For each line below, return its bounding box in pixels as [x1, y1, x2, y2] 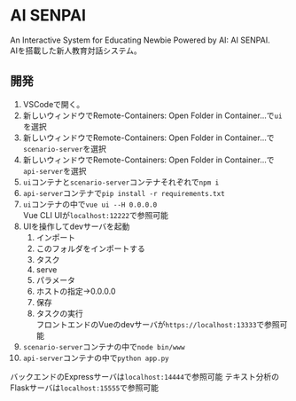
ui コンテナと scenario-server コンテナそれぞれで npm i [22, 177, 220, 187]
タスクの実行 [35, 308, 83, 318]
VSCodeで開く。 [22, 98, 85, 109]
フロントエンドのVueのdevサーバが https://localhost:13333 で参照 [35, 318, 280, 329]
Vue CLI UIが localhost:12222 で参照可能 [22, 209, 169, 220]
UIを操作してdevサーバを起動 [22, 221, 130, 232]
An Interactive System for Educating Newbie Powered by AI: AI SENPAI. [10, 35, 270, 45]
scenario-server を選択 [22, 143, 107, 153]
